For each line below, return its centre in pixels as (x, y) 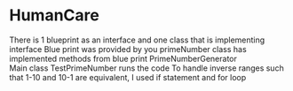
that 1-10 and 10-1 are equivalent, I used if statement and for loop (128, 77)
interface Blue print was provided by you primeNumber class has (128, 49)
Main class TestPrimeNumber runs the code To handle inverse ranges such (146, 68)
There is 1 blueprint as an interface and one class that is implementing (137, 40)
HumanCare (54, 15)
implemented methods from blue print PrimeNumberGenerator (123, 58)
